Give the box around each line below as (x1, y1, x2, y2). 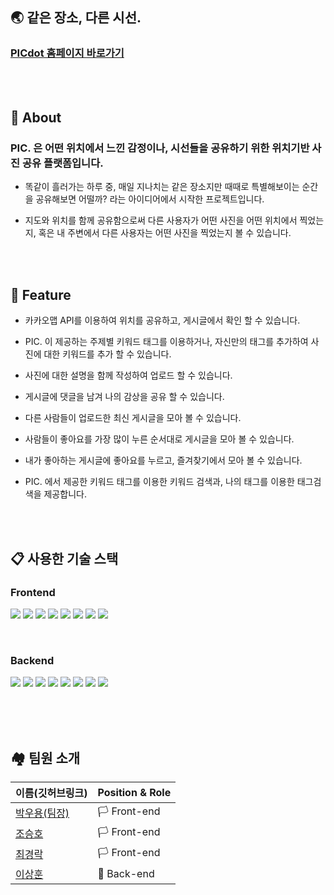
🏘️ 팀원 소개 (10, 749, 81, 767)
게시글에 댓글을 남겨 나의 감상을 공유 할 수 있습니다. (24, 391, 225, 403)
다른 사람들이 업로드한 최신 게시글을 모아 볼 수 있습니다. (24, 412, 242, 424)
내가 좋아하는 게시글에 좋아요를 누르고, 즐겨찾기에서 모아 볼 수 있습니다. (24, 454, 303, 467)
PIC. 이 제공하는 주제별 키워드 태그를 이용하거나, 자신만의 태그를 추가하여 (24, 336, 309, 348)
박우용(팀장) (15, 806, 70, 820)
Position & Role (97, 785, 172, 799)
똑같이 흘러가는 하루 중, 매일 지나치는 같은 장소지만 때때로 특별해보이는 (24, 181, 300, 193)
